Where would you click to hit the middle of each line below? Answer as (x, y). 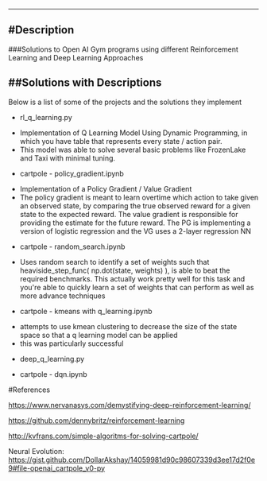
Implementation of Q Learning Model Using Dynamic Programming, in (133, 133)
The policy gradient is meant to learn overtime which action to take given (139, 197)
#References (29, 390)
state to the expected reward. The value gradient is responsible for (129, 214)
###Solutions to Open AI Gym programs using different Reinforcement (123, 49)
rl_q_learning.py (46, 117)
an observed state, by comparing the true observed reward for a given (135, 206)
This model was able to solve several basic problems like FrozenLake (133, 149)
